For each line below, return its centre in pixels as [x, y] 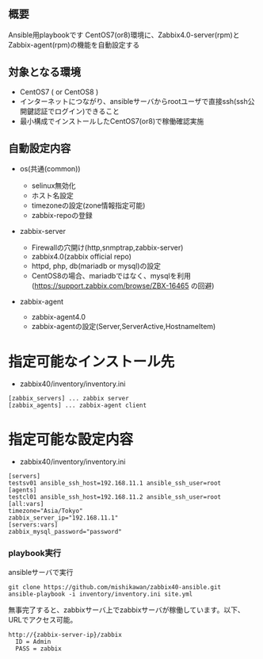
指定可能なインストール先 [91, 361]
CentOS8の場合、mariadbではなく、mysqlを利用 [111, 276]
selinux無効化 [54, 186]
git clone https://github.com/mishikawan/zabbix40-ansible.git [115, 587]
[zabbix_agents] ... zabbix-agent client [78, 406]
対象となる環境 [45, 73]
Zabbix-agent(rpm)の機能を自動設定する [74, 44]
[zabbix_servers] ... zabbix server [69, 399]
